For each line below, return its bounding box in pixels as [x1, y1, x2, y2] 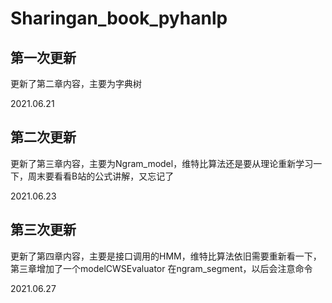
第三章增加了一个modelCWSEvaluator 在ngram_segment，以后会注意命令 [10, 262, 313, 274]
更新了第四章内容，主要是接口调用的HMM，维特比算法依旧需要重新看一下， [10, 250, 322, 262]
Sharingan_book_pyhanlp [10, 7, 228, 30]
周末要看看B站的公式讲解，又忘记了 [27, 170, 175, 182]
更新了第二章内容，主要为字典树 [10, 78, 142, 89]
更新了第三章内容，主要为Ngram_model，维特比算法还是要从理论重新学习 [10, 157, 314, 169]
